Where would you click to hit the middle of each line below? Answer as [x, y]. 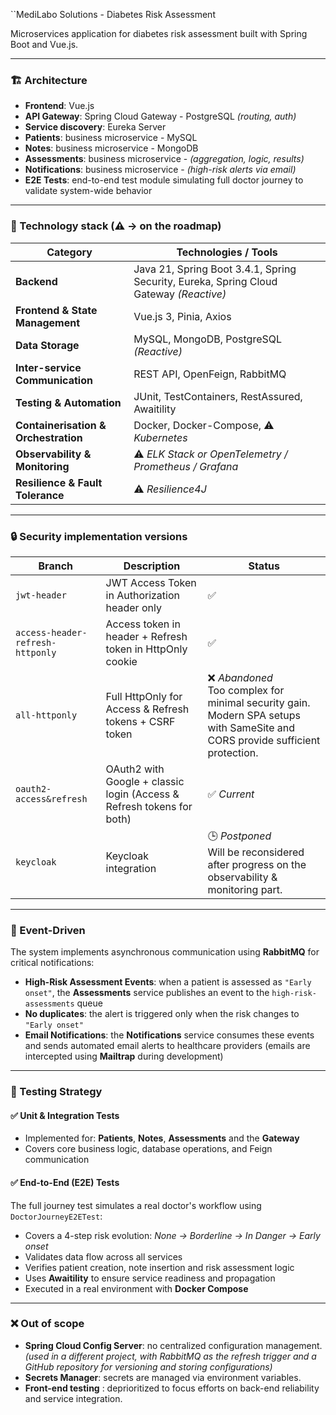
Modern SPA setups [254, 715]
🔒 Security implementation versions [99, 536]
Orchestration [49, 437]
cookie [121, 661]
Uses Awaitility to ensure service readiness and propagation [150, 1278]
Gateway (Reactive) [180, 294]
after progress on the [257, 864]
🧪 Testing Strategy [56, 1092]
